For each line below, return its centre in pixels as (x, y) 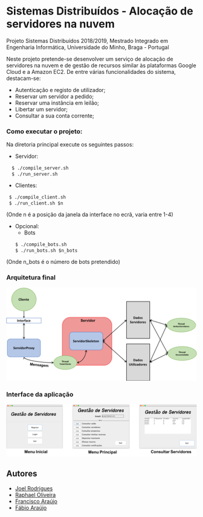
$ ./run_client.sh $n (36, 203)
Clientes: (26, 185)
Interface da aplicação (40, 394)
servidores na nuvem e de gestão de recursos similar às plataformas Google (101, 65)
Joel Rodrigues (34, 488)
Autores (22, 474)
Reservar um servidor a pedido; (54, 96)
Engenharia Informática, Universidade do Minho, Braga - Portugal (88, 47)
